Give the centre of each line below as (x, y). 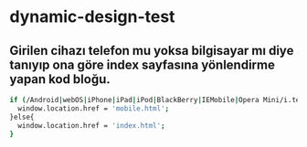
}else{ (22, 117)
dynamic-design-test (92, 17)
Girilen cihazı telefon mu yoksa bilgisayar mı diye (152, 51)
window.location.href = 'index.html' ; (92, 125)
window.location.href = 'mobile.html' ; (94, 108)
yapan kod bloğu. (60, 79)
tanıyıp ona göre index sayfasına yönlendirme (143, 64)
